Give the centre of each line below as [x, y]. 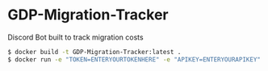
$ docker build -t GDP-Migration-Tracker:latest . [94, 52]
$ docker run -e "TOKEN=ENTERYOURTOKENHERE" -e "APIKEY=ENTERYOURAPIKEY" [134, 59]
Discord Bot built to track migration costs [75, 37]
